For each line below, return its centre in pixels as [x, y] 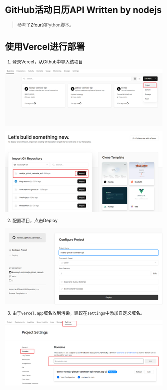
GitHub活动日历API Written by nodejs [83, 10]
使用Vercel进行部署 [45, 47]
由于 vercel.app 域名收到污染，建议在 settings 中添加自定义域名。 [78, 313]
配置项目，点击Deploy [35, 220]
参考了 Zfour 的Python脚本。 [45, 25]
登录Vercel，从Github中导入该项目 [48, 62]
